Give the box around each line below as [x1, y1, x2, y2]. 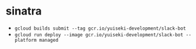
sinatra [5, 4, 42, 18]
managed [39, 37, 59, 43]
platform [14, 37, 37, 43]
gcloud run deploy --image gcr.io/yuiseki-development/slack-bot [14, 31, 183, 38]
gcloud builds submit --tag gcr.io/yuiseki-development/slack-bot [14, 25, 186, 31]
